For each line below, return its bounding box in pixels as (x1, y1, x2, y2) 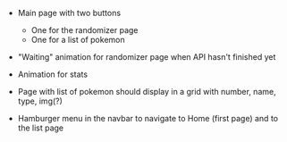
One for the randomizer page (30, 25, 139, 35)
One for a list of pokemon (30, 35, 125, 45)
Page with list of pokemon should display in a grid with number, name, (17, 87, 276, 96)
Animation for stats (17, 69, 88, 79)
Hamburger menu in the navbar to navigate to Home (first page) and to (17, 113, 279, 123)
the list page (17, 122, 64, 133)
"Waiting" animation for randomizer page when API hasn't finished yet (17, 52, 276, 62)
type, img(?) (17, 96, 63, 106)
